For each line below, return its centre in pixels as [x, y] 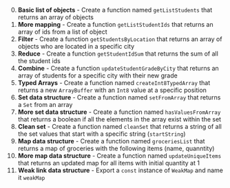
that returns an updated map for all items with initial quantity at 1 [109, 163]
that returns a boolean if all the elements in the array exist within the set [119, 119]
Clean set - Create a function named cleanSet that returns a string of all [120, 127]
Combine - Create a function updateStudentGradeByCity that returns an [118, 68]
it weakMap [31, 177]
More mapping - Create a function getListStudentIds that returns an [115, 24]
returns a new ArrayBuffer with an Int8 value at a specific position [112, 90]
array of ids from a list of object [62, 32]
